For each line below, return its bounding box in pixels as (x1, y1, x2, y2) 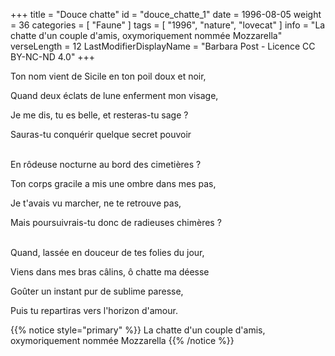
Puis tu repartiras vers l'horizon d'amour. (10, 305, 178, 316)
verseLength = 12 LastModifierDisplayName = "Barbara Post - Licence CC (10, 40, 316, 52)
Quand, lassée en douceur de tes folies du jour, (10, 247, 205, 258)
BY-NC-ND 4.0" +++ (10, 51, 96, 63)
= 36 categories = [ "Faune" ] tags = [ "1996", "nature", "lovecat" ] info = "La (10, 19, 326, 31)
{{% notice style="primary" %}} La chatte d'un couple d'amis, (10, 324, 266, 336)
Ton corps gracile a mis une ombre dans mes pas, (10, 178, 217, 189)
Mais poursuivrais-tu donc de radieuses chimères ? (10, 217, 222, 228)
